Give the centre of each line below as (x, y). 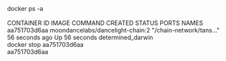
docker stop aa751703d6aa (46, 44)
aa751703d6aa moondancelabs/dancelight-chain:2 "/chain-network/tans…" (114, 30)
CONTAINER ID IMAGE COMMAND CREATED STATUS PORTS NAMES (105, 23)
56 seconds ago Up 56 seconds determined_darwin (80, 37)
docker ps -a (25, 8)
